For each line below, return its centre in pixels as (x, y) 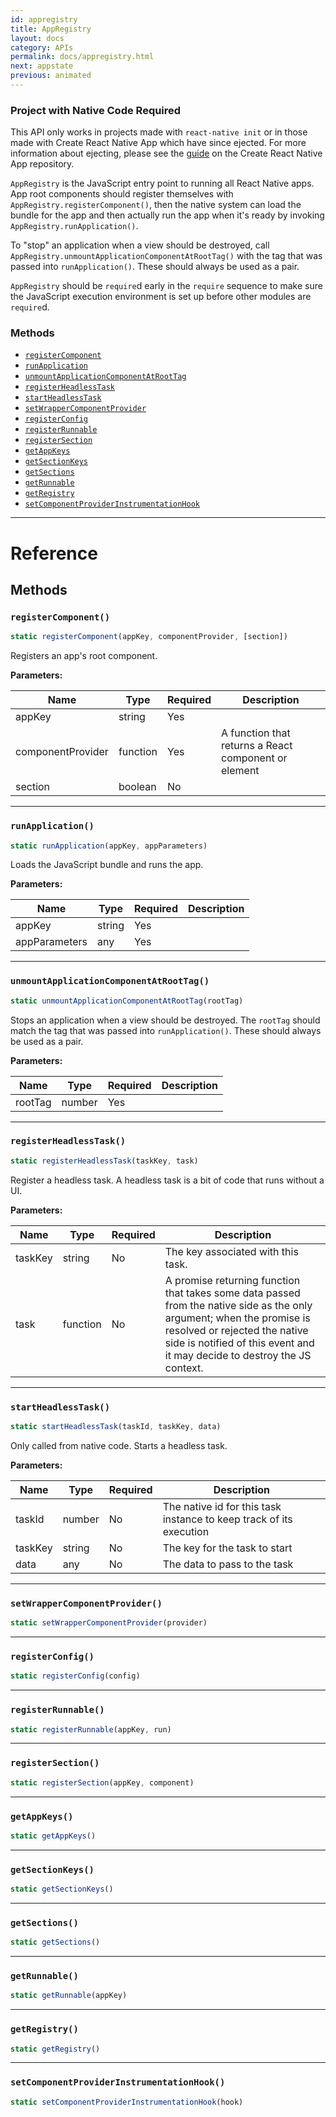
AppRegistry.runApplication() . (74, 226)
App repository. (42, 164)
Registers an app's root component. (84, 656)
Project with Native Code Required (96, 110)
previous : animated (51, 76)
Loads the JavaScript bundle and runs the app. (107, 865)
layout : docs (37, 38)
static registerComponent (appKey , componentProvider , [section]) (149, 637)
